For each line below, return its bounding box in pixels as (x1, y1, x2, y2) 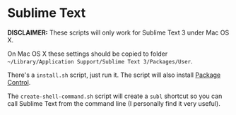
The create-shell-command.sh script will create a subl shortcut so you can (7, 92, 223, 100)
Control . (7, 78, 31, 86)
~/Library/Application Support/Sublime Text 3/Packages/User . (7, 56, 193, 65)
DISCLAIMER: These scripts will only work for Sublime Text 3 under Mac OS (7, 28, 230, 37)
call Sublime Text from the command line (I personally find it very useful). (7, 99, 220, 107)
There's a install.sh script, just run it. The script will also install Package (7, 71, 221, 79)
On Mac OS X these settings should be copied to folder (7, 49, 168, 58)
